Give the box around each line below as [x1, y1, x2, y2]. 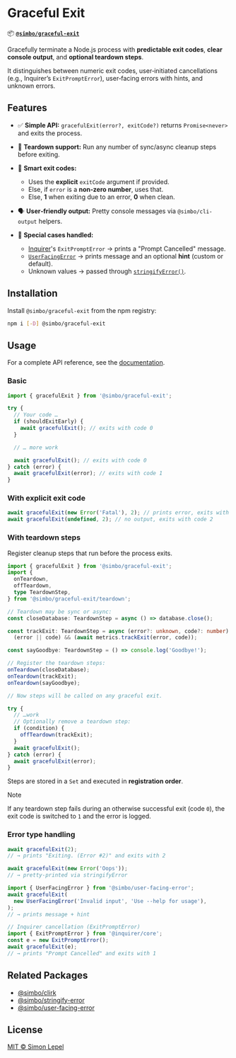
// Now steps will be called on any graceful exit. [7, 692, 163, 699]
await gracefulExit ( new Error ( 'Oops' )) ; [7, 865, 129, 872]
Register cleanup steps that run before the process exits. [7, 549, 173, 557]
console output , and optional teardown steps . [7, 52, 144, 61]
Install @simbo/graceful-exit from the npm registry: [7, 306, 157, 314]
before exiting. [17, 150, 60, 159]
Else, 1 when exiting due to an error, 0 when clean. [28, 193, 175, 201]
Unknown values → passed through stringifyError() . [28, 267, 187, 275]
